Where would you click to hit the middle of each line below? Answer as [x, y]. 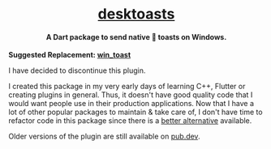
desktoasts [136, 14]
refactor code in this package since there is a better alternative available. [130, 121]
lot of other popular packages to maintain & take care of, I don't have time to [135, 112]
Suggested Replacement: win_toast [70, 55]
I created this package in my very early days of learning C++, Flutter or [127, 87]
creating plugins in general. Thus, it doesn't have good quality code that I [131, 95]
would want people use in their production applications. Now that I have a [131, 104]
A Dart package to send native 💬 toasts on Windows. [136, 36]
